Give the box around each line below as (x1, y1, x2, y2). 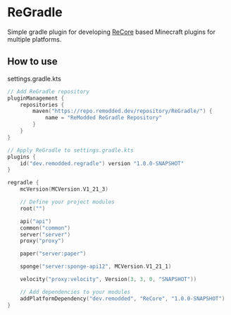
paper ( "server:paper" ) (20, 250, 87, 258)
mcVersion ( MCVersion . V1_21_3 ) (20, 186, 109, 193)
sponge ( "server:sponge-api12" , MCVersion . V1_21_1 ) (20, 263, 172, 271)
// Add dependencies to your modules (20, 288, 131, 295)
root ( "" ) (20, 205, 46, 212)
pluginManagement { (7, 95, 65, 102)
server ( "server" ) (20, 231, 71, 238)
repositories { (20, 101, 65, 108)
